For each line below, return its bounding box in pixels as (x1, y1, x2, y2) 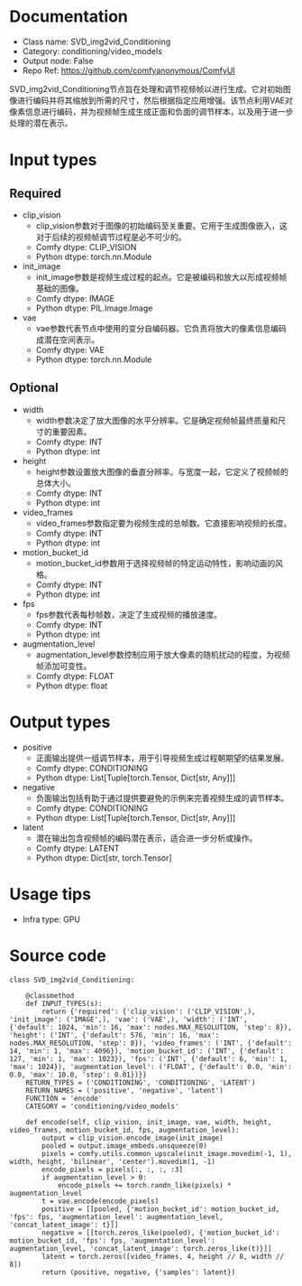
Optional (9, 380, 59, 396)
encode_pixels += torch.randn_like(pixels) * (57, 1180, 232, 1189)
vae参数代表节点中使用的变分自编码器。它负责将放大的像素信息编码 (35, 322, 287, 333)
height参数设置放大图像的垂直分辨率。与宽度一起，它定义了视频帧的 (35, 466, 288, 477)
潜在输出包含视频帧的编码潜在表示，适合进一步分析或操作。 (35, 833, 258, 843)
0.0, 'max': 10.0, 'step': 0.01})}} (9, 1070, 147, 1079)
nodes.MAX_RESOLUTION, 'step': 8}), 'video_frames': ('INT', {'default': (9, 1039, 293, 1048)
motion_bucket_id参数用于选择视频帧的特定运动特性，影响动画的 (35, 557, 276, 568)
